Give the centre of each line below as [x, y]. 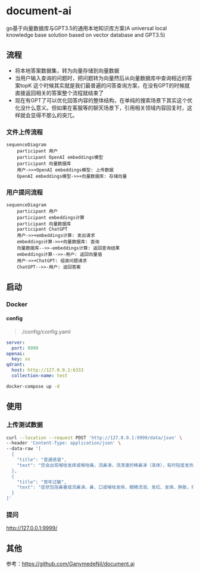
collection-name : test [40, 376]
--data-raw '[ [24, 449]
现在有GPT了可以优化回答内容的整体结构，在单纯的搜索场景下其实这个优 [104, 100]
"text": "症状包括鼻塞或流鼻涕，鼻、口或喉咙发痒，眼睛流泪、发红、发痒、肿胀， [104, 487]
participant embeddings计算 [51, 218]
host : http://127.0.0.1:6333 [48, 370]
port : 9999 [25, 348]
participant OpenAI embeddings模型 [60, 158]
